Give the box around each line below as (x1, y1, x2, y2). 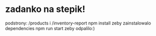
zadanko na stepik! (5, 3, 86, 15)
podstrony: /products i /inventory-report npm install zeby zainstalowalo (5, 20, 151, 26)
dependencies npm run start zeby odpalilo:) (5, 25, 95, 31)
